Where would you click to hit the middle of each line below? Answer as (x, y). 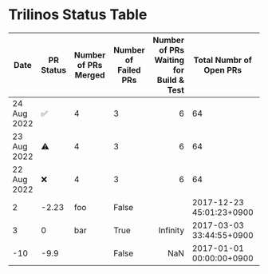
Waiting (169, 60)
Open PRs (223, 69)
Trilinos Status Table (78, 15)
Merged (90, 75)
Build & (171, 80)
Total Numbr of (223, 60)
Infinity (171, 230)
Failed (129, 69)
